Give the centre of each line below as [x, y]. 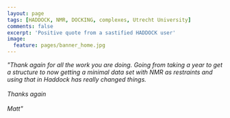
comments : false [30, 26]
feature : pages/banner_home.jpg [60, 45]
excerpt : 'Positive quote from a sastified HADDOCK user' [91, 33]
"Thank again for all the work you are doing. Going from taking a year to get [115, 65]
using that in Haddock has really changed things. [77, 79]
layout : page [26, 13]
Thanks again [27, 94]
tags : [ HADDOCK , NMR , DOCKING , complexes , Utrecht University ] [99, 20]
